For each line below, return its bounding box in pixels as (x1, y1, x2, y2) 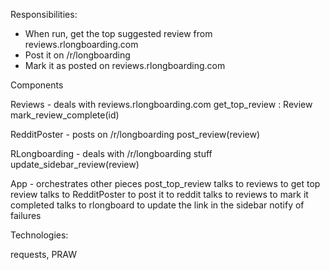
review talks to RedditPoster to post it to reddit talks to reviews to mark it (10, 189, 309, 200)
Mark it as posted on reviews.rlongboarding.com (24, 60, 226, 71)
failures (10, 210, 42, 221)
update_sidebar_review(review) (10, 159, 140, 170)
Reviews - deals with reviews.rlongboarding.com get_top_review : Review (10, 99, 313, 110)
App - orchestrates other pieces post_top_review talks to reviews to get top (10, 178, 321, 189)
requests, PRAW (10, 249, 78, 260)
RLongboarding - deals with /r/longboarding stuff (10, 148, 213, 159)
